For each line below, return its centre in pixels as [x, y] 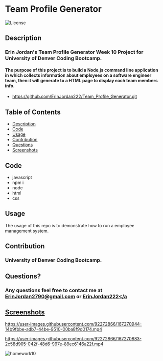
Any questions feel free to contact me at [54, 290]
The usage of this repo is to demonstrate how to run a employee [70, 225]
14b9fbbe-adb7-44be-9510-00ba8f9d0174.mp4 [54, 329]
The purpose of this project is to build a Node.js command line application [81, 70]
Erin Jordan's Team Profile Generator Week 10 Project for [74, 52]
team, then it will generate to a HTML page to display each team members [81, 80]
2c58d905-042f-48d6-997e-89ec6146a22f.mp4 [54, 344]
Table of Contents [33, 112]
